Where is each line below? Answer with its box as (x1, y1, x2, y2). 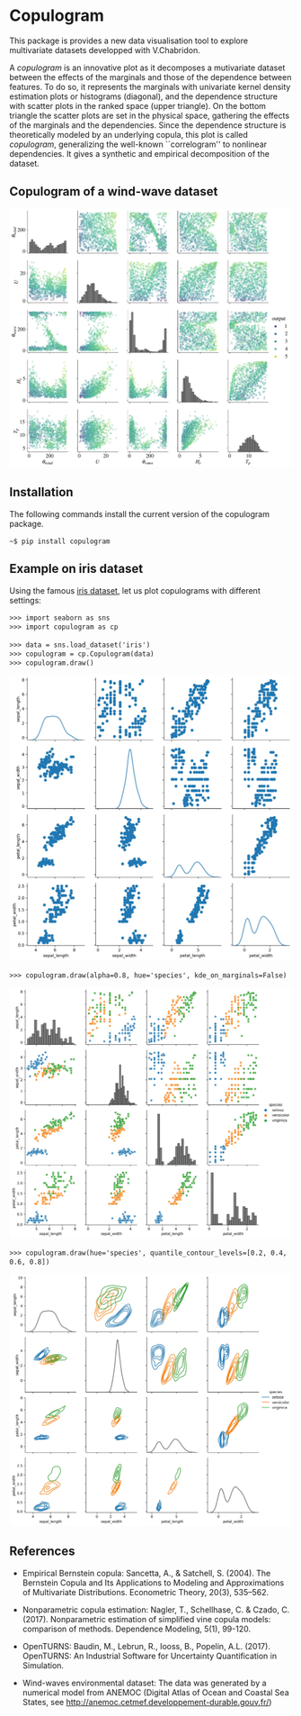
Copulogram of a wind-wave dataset (9, 184, 218, 199)
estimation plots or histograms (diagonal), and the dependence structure (9, 91, 279, 102)
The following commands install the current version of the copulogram (9, 508, 270, 519)
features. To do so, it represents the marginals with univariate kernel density (9, 81, 291, 92)
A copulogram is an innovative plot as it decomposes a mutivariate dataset (9, 62, 286, 73)
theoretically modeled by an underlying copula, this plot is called (9, 129, 249, 140)
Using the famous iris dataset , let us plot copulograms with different (9, 585, 261, 595)
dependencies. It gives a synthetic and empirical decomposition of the (9, 148, 270, 159)
